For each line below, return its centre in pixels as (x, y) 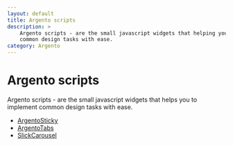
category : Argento (34, 46)
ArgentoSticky (37, 120)
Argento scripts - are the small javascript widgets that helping (118, 33)
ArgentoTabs (35, 128)
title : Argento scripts (42, 20)
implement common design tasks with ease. (70, 107)
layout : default (31, 14)
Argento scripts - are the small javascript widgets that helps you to (102, 99)
